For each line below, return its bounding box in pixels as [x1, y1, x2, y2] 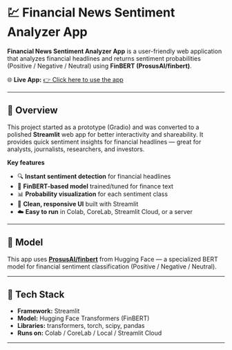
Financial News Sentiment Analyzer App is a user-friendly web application [7, 47, 222, 55]
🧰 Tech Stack [7, 289, 65, 300]
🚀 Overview [7, 104, 58, 117]
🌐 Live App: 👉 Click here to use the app [7, 75, 124, 84]
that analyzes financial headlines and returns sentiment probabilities [7, 54, 202, 62]
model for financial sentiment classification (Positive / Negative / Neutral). [7, 262, 217, 271]
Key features [7, 158, 45, 166]
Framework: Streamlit [17, 307, 80, 315]
